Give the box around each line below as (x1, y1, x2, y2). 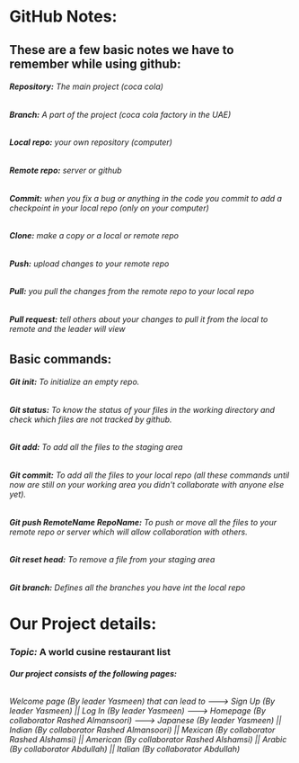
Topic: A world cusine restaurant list (9, 646, 171, 659)
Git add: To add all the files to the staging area (9, 442, 183, 453)
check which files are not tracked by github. (9, 414, 172, 425)
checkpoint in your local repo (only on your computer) (9, 202, 209, 213)
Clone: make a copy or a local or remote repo (9, 230, 180, 241)
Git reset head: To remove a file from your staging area (9, 554, 215, 565)
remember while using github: (9, 56, 181, 71)
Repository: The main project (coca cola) (9, 81, 164, 92)
